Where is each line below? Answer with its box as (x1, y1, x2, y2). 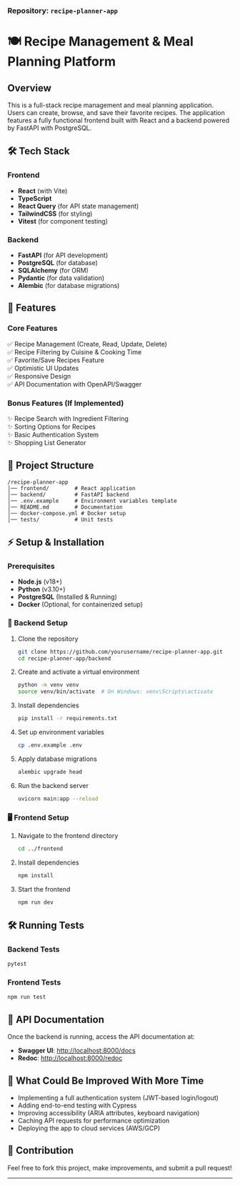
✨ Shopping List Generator (7, 438, 86, 447)
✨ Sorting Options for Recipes (7, 422, 96, 431)
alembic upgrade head (17, 768, 82, 775)
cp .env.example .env (17, 742, 82, 749)
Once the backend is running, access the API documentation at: (7, 1032, 195, 1041)
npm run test (7, 994, 46, 1001)
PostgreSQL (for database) (17, 258, 99, 266)
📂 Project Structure (7, 459, 94, 472)
